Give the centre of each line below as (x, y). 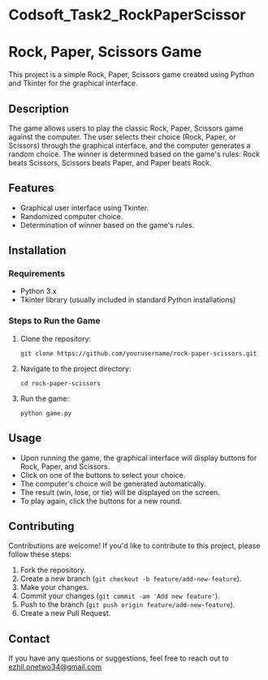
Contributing (41, 526)
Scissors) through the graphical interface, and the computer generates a (130, 145)
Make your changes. (54, 587)
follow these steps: (40, 554)
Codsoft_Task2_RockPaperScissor (127, 15)
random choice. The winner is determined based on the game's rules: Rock (134, 154)
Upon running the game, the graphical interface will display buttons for (138, 458)
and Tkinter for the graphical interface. (73, 84)
